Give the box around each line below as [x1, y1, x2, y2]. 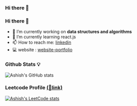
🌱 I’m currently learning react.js [12, 34, 76, 40]
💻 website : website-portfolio [12, 47, 73, 53]
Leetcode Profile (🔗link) [5, 84, 63, 91]
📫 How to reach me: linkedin [12, 39, 71, 46]
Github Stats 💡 [5, 61, 40, 68]
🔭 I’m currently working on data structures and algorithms [12, 29, 132, 35]
